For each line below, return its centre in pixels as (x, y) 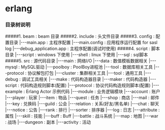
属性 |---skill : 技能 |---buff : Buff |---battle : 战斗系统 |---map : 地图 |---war (82, 116)
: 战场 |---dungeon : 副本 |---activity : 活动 (48, 122)
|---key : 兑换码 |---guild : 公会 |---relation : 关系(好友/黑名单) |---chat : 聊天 (82, 104)
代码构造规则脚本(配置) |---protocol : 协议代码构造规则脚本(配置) (86, 85)
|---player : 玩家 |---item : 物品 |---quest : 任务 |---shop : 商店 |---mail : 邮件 (82, 98)
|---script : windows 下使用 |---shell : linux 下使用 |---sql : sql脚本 (81, 55)
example (14, 92)
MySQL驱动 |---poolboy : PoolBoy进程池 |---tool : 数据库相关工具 (87, 67)
